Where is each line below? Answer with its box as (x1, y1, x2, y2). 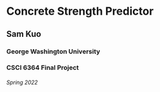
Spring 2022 (6, 79, 38, 86)
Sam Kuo (6, 29, 42, 39)
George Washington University (6, 47, 101, 56)
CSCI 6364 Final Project (6, 63, 79, 72)
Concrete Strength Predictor (6, 4, 154, 18)
